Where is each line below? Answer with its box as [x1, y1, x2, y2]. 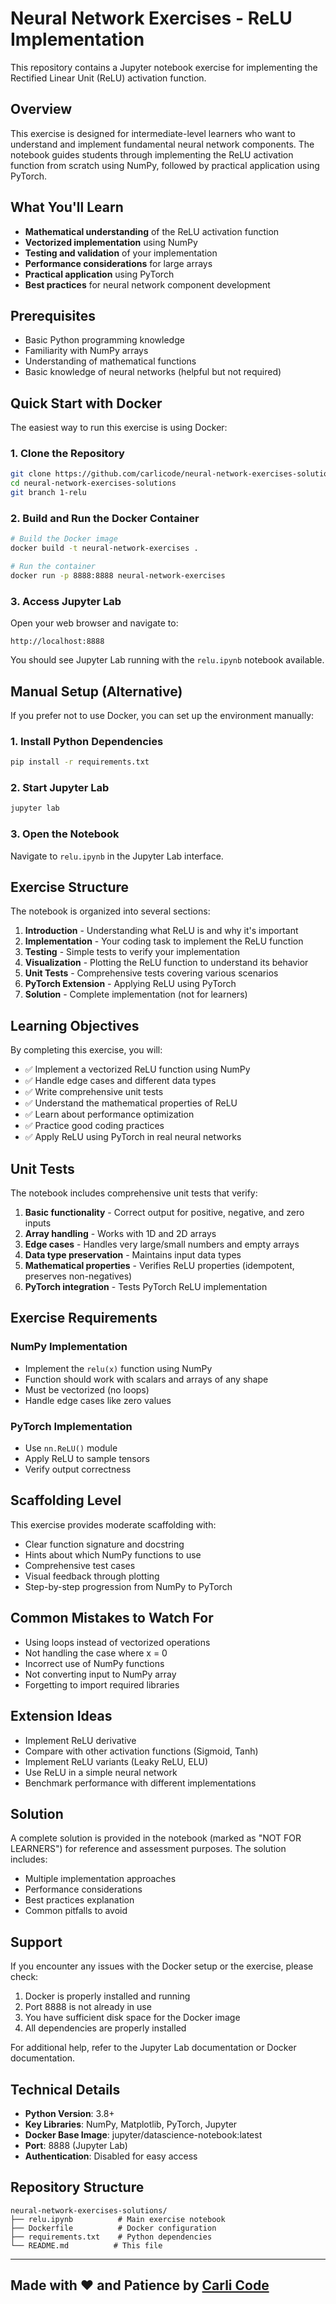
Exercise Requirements [10, 1310, 158, 1327]
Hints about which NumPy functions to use [24, 1548, 202, 1561]
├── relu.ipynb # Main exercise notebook [10, 2214, 226, 2224]
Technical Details [10, 2081, 121, 2098]
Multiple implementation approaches [24, 1873, 177, 1885]
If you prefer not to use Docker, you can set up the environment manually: [10, 710, 315, 722]
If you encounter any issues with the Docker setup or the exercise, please [10, 1960, 314, 1972]
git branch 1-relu [10, 488, 87, 498]
